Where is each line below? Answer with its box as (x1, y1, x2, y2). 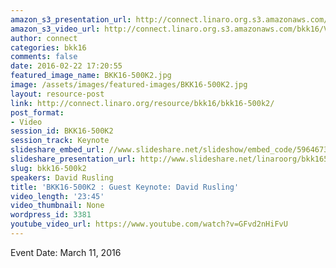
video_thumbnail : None (10, 201, 105, 211)
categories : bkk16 (10, 42, 87, 53)
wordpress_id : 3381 (10, 210, 92, 220)
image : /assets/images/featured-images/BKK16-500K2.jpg (10, 80, 248, 90)
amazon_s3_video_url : (10, 24, 101, 34)
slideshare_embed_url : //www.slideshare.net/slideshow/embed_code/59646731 (10, 145, 333, 155)
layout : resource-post (10, 89, 105, 99)
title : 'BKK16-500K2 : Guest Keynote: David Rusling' (10, 182, 240, 192)
